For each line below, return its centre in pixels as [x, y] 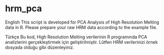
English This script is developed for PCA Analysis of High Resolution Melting [82, 22]
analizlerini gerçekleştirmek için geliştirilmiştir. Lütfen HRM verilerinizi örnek [82, 42]
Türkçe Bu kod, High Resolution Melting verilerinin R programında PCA [76, 37]
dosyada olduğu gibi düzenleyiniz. [40, 47]
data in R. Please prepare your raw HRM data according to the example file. [81, 27]
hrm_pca [24, 9]
